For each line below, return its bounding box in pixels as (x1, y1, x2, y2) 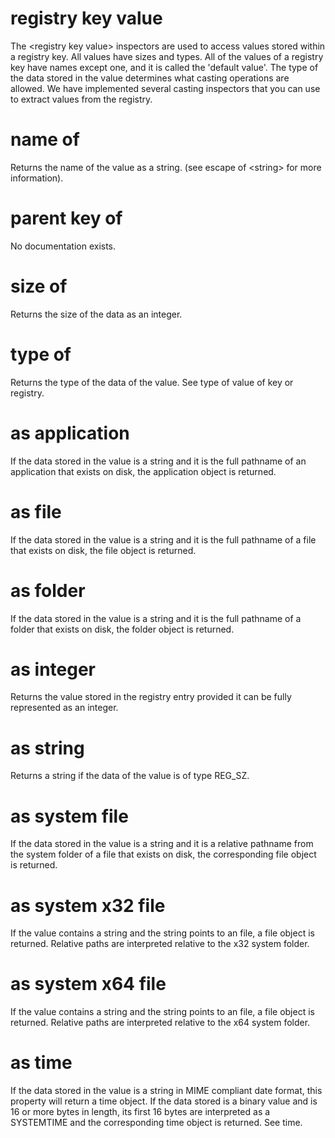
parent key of (10, 207, 123, 230)
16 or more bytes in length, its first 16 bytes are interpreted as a (10, 1106, 271, 1118)
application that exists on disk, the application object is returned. (10, 465, 277, 477)
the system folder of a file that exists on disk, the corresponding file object (10, 848, 317, 861)
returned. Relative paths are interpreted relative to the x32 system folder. (10, 938, 310, 950)
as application (10, 422, 130, 444)
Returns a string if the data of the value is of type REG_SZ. (10, 770, 250, 782)
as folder (10, 579, 86, 602)
